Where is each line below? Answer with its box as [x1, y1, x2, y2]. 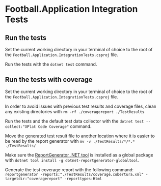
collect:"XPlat [5, 124, 36, 129]
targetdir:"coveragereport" [5, 176, 63, 181]
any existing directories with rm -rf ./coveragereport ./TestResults [5, 108, 145, 114]
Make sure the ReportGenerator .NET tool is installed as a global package [5, 152, 154, 158]
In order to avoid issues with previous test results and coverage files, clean [5, 103, 157, 109]
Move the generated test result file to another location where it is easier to [5, 133, 155, 139]
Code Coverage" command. [38, 123, 92, 129]
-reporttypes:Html [64, 176, 102, 181]
